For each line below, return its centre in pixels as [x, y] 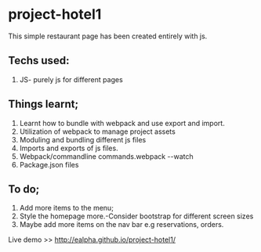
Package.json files [49, 164]
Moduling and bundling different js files [83, 139]
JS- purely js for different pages [71, 79]
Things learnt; [43, 104]
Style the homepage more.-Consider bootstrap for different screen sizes [136, 216]
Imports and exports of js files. [69, 148]
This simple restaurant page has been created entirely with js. [108, 36]
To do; [24, 189]
